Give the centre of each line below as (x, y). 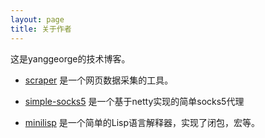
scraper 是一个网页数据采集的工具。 (99, 80)
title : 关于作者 (41, 29)
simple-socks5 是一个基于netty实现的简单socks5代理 (134, 101)
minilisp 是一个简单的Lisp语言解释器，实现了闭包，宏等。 (142, 122)
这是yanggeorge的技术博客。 (70, 58)
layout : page (37, 19)
